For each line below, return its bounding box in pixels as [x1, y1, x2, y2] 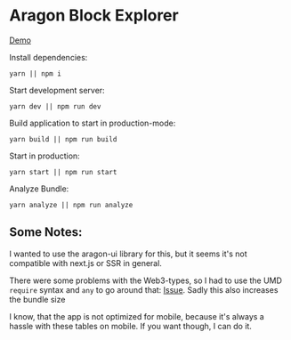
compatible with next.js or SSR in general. [9, 257, 163, 268]
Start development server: [9, 85, 105, 95]
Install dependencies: [9, 52, 88, 62]
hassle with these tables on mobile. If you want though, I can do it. [9, 320, 252, 331]
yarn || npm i [9, 69, 62, 78]
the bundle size [9, 294, 66, 304]
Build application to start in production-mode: [9, 117, 176, 128]
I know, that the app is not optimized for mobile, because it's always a [9, 311, 264, 321]
